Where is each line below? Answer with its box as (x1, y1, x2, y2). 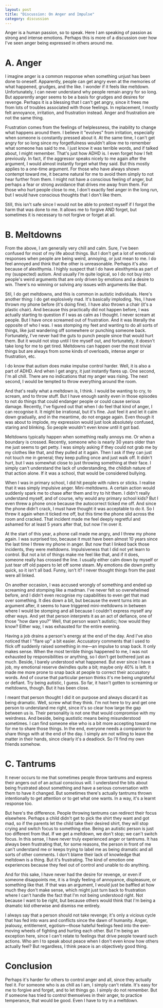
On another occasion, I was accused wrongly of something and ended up (5, 582, 152, 588)
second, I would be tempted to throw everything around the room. (5, 379, 137, 385)
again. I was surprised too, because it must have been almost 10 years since (5, 536, 158, 542)
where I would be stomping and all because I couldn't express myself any (5, 608, 152, 614)
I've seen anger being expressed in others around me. (5, 40, 113, 46)
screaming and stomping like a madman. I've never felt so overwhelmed (5, 587, 149, 593)
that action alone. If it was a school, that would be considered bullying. (5, 470, 147, 476)
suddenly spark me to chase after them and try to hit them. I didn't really (5, 490, 150, 496)
